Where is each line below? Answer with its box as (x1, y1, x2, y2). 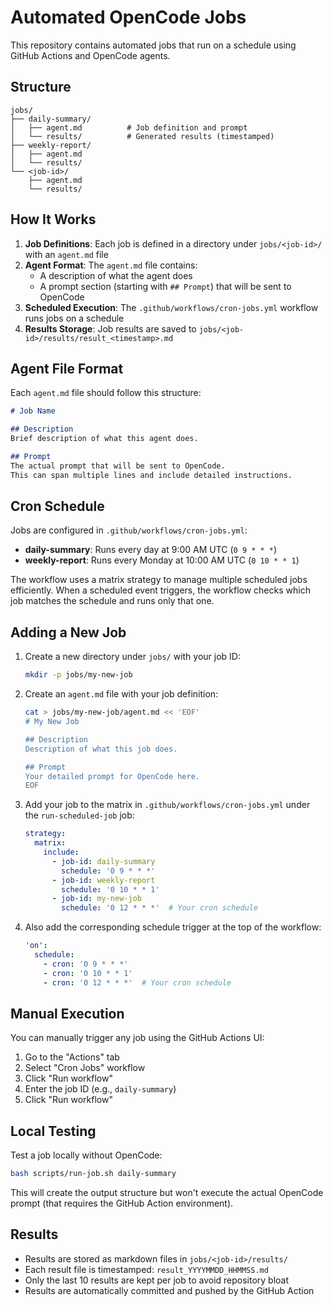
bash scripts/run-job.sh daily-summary (10, 1169, 177, 1179)
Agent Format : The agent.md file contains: (24, 259, 198, 271)
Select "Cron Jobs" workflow (24, 1062, 146, 1074)
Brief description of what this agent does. (10, 434, 199, 444)
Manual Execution (10, 1005, 125, 1022)
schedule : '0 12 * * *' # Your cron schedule (61, 903, 259, 913)
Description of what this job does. (24, 744, 178, 754)
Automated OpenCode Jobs (10, 6, 247, 29)
